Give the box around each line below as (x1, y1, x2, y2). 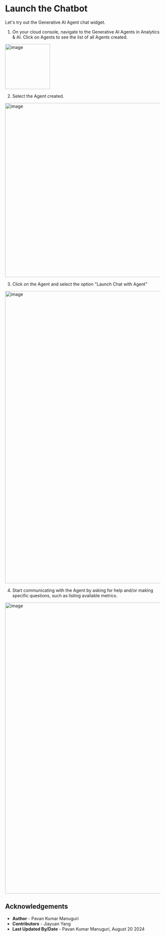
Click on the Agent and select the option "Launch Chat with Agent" (12, 281, 148, 287)
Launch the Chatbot (5, 3, 88, 14)
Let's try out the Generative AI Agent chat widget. (5, 19, 106, 25)
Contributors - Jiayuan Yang (12, 921, 71, 927)
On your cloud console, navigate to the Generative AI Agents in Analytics (12, 29, 160, 35)
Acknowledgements (5, 902, 68, 911)
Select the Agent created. (12, 93, 64, 99)
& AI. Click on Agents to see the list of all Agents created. (12, 34, 128, 40)
